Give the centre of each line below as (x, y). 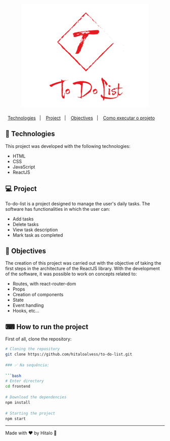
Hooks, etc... (26, 311)
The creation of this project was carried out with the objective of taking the (83, 263)
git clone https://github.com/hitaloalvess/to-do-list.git (69, 355)
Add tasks (23, 219)
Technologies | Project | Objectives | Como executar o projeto (81, 118)
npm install (18, 402)
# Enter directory (25, 381)
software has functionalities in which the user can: (58, 209)
